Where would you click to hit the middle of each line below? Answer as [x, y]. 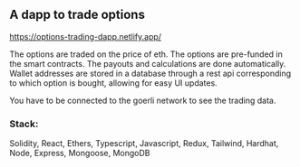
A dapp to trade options [77, 15]
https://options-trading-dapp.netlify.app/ [85, 36]
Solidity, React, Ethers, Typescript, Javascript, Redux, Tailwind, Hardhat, [144, 144]
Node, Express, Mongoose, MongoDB [80, 153]
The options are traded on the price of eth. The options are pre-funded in [146, 54]
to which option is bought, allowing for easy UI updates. [113, 83]
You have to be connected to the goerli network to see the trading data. [143, 100]
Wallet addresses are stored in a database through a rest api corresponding [150, 73]
